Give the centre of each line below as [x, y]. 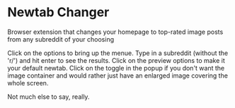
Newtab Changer [58, 12]
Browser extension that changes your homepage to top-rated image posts [115, 32]
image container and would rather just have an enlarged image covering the [118, 76]
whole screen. [28, 83]
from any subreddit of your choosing [61, 39]
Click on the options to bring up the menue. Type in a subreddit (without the [118, 53]
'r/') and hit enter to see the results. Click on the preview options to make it [116, 60]
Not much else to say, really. [48, 97]
